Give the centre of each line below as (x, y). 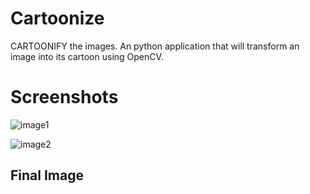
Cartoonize (57, 18)
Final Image (47, 175)
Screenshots (64, 97)
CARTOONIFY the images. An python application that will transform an (155, 46)
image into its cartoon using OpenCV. (87, 56)
